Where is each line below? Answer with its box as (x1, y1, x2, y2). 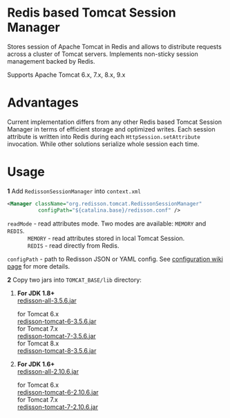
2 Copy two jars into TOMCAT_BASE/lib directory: (7, 275, 142, 284)
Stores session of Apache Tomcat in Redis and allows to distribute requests (7, 42, 222, 51)
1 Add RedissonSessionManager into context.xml (7, 187, 142, 195)
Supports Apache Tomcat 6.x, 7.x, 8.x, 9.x (7, 71, 126, 79)
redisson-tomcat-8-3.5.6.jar (17, 346, 97, 354)
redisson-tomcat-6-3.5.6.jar (17, 317, 97, 325)
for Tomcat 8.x (17, 339, 59, 347)
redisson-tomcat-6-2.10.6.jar (17, 388, 99, 396)
